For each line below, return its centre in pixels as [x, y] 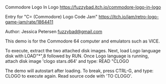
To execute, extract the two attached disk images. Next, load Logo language [83, 51]
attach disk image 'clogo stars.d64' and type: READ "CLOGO [67, 61]
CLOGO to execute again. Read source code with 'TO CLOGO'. [69, 76]
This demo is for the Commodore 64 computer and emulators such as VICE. [83, 41]
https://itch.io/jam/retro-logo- [129, 17]
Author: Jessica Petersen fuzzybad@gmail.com [54, 31]
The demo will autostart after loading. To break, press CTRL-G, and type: [79, 71]
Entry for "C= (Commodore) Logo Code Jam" [51, 17]
